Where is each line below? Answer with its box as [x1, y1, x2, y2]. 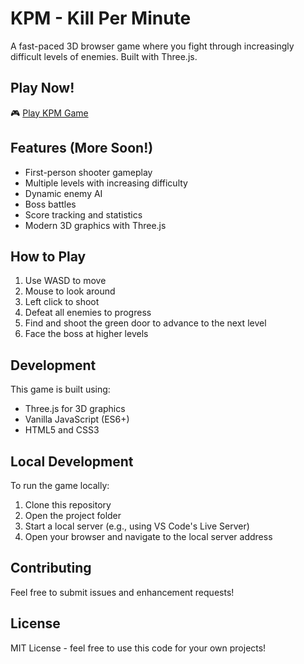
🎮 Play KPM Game [10, 107, 89, 119]
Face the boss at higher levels [24, 328, 149, 340]
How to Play [10, 248, 87, 265]
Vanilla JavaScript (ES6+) [24, 413, 130, 426]
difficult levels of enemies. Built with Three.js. [10, 50, 198, 62]
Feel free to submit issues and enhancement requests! [10, 586, 235, 598]
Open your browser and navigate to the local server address [24, 531, 273, 542]
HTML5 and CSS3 [24, 424, 100, 436]
